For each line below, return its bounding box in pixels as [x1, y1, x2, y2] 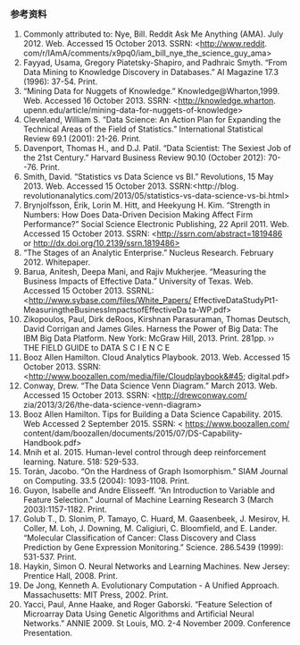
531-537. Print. [22, 552, 77, 563]
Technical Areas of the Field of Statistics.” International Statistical [22, 123, 263, 135]
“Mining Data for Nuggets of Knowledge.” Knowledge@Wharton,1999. [22, 86, 280, 97]
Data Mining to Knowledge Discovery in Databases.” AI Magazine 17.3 [22, 67, 279, 78]
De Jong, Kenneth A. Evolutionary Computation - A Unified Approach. [22, 580, 279, 591]
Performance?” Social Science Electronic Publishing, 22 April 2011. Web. [22, 219, 289, 230]
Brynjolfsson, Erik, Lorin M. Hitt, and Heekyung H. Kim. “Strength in [22, 199, 271, 211]
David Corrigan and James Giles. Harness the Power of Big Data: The [22, 324, 279, 335]
